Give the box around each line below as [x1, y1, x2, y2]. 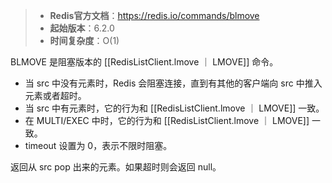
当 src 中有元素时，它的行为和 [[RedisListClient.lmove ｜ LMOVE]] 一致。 [24, 102, 325, 114]
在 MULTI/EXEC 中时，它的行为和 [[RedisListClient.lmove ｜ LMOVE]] [24, 115, 310, 126]
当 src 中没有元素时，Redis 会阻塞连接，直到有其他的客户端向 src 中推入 [24, 77, 323, 89]
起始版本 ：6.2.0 [49, 22, 115, 34]
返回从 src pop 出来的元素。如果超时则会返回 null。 [10, 161, 222, 173]
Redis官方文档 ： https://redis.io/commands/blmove [49, 10, 260, 21]
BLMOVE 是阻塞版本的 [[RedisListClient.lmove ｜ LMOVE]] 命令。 [10, 56, 279, 68]
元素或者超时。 [24, 90, 87, 101]
